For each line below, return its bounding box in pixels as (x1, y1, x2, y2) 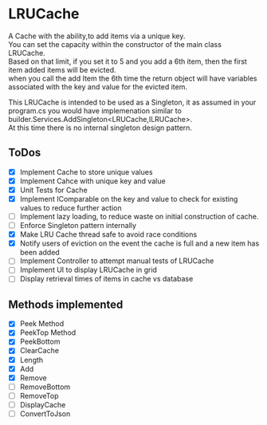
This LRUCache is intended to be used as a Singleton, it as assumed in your (8, 97, 257, 107)
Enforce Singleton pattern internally (19, 221, 137, 230)
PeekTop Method (19, 328, 77, 337)
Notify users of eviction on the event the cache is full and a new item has (19, 238, 260, 248)
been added (19, 248, 60, 258)
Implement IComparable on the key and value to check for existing (19, 194, 238, 203)
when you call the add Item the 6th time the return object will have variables (8, 73, 257, 83)
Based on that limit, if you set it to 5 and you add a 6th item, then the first (8, 57, 247, 66)
